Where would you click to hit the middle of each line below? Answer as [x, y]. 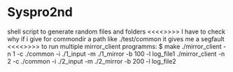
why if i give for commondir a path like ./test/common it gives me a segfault [116, 38]
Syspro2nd [40, 12]
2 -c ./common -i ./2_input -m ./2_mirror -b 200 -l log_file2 [92, 61]
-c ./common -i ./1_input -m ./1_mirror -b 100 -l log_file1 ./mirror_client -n [121, 54]
